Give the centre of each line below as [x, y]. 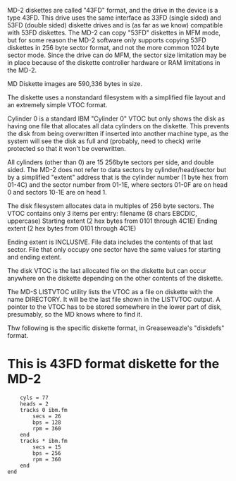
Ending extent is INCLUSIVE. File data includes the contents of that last [110, 242]
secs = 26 [47, 416]
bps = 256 [47, 453]
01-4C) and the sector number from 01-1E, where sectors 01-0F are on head [117, 185]
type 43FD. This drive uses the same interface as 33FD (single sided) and [114, 18]
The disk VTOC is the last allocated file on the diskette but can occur [107, 270]
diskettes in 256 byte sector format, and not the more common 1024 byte [113, 48]
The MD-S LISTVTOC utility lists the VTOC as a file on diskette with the [110, 292]
